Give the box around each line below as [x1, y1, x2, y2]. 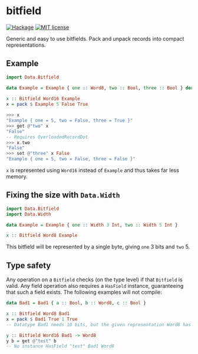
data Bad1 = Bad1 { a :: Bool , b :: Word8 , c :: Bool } [6, 300, 146, 306]
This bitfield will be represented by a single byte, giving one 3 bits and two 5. [6, 243, 190, 251]
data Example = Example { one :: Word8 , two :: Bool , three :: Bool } [6, 85, 183, 91]
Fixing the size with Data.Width [6, 190, 120, 200]
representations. [6, 41, 46, 48]
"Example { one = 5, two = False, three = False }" [6, 156, 136, 162]
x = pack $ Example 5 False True [6, 102, 88, 108]
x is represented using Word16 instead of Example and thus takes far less [6, 167, 180, 174]
